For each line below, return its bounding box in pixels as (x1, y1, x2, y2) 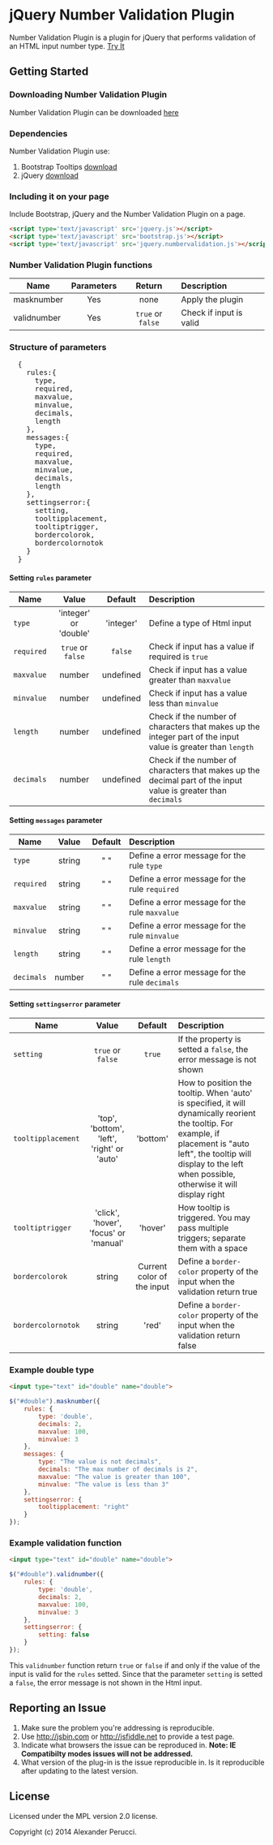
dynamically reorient (177, 1108, 256, 1119)
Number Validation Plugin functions (9, 259, 153, 270)
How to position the (177, 1077, 252, 1088)
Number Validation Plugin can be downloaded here (9, 107, 179, 117)
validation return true (177, 1287, 258, 1298)
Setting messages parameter (9, 816, 103, 826)
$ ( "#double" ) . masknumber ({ (9, 1398, 100, 1406)
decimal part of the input (148, 774, 242, 786)
